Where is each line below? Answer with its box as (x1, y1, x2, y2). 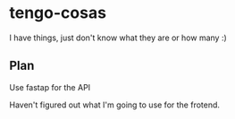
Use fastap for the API (9, 81, 91, 92)
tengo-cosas (9, 3, 107, 23)
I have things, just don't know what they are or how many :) (9, 32, 228, 43)
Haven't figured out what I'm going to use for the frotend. (9, 99, 221, 110)
